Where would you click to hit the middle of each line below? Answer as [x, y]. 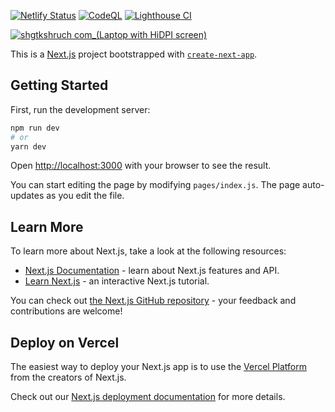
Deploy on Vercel [65, 342]
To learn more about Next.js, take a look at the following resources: [148, 251]
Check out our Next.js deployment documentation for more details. [148, 397]
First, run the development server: [80, 109]
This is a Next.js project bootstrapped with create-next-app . [134, 54]
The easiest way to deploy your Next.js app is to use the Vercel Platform [159, 367]
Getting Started [59, 85]
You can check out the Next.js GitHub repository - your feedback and [153, 301]
